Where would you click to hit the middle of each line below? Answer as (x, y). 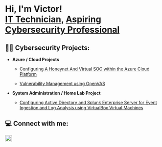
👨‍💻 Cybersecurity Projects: (47, 48)
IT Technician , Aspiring (53, 19)
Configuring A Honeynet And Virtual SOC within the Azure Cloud (84, 69)
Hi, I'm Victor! (34, 9)
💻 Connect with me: (37, 124)
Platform (28, 74)
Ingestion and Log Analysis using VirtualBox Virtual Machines (81, 108)
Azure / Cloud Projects (36, 59)
